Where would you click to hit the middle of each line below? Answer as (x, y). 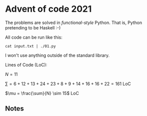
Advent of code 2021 (48, 9)
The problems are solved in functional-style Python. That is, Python (74, 23)
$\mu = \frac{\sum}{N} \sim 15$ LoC (42, 93)
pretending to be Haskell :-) (33, 27)
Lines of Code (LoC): (26, 65)
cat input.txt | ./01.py (30, 46)
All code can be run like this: (34, 37)
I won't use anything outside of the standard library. (57, 55)
